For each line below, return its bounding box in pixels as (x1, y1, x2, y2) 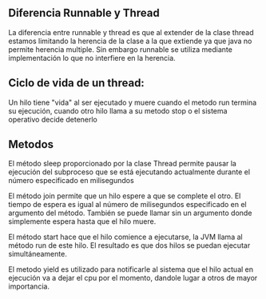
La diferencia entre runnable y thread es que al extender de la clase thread (8, 27, 254, 37)
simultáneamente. (8, 249, 68, 259)
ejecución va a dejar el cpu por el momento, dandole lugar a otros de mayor (8, 273, 258, 283)
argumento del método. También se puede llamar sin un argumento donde (8, 208, 252, 218)
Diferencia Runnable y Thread (8, 6, 160, 20)
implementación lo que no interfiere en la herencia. (8, 53, 176, 62)
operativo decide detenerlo (8, 114, 98, 124)
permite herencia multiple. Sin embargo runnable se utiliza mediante (8, 44, 233, 54)
